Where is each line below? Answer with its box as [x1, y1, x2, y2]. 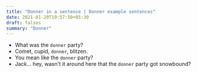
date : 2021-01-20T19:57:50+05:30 [6, 14, 89, 20]
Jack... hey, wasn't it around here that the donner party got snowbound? [14, 61, 192, 68]
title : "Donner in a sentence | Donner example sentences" [6, 8, 156, 15]
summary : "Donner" [6, 25, 52, 31]
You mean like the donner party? [14, 54, 93, 61]
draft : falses [6, 20, 42, 26]
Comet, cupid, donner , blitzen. [14, 48, 88, 55]
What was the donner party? [14, 42, 83, 49]
